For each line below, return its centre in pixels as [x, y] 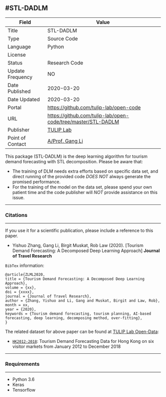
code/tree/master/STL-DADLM [83, 122]
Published [19, 91]
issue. [18, 198]
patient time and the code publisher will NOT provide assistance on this [85, 192]
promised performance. [36, 182]
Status [15, 63]
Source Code [62, 38]
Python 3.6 [23, 380]
